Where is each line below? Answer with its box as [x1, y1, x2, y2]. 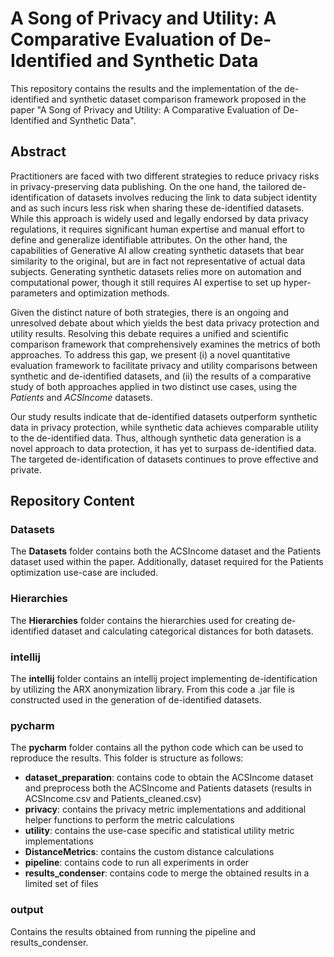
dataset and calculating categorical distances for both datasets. [51, 625, 314, 637]
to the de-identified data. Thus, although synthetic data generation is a [10, 432, 302, 444]
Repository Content [10, 493, 135, 510]
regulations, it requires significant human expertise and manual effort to [10, 223, 305, 235]
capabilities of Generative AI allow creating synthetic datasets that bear [10, 244, 305, 256]
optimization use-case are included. [10, 567, 159, 579]
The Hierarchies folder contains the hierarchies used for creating [10, 614, 280, 626]
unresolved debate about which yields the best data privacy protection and [10, 317, 320, 329]
